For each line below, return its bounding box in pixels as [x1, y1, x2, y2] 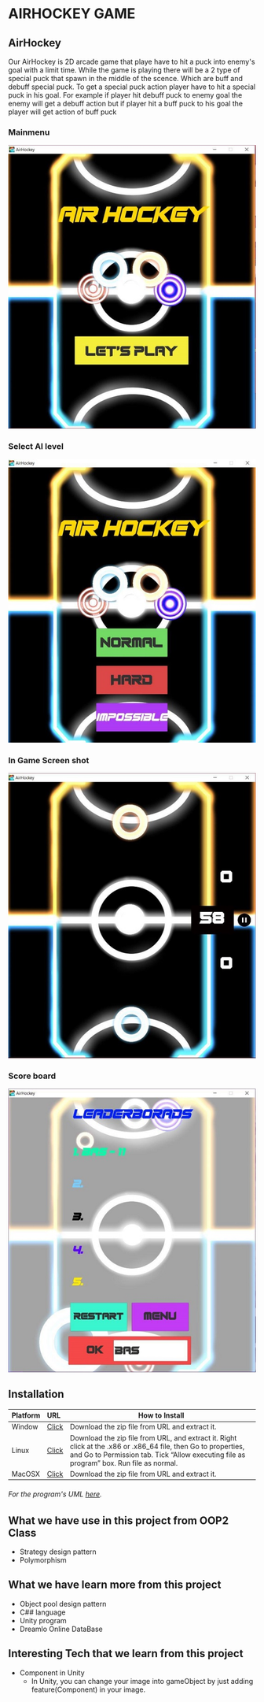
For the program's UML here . [8, 1489, 102, 1499]
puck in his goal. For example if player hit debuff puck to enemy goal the [8, 91, 243, 99]
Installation [8, 1388, 64, 1401]
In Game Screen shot [8, 755, 90, 766]
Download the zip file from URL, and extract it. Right [69, 1433, 237, 1442]
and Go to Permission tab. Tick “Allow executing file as [69, 1450, 246, 1459]
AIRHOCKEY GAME [8, 5, 136, 23]
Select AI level [8, 440, 64, 451]
